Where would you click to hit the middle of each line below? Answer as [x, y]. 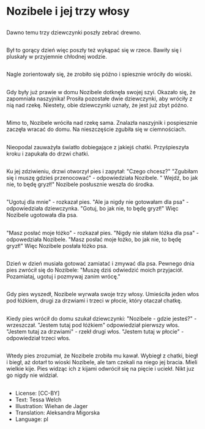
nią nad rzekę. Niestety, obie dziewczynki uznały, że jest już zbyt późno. [97, 105]
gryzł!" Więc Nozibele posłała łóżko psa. [57, 245]
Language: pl [32, 419]
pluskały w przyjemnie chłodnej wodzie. [57, 56]
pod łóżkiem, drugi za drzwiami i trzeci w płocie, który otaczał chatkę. [94, 300]
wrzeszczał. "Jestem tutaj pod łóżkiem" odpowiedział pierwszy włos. [93, 325]
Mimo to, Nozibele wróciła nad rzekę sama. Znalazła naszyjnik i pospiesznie [102, 123]
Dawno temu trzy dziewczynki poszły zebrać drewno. [74, 32]
